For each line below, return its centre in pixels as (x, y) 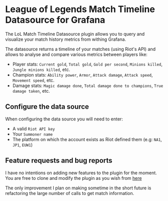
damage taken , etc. (31, 91)
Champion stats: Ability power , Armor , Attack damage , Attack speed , (82, 75)
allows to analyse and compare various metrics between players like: (76, 54)
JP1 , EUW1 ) (23, 145)
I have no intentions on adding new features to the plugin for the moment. (81, 173)
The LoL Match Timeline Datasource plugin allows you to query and (75, 34)
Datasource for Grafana (55, 20)
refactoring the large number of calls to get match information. (70, 193)
